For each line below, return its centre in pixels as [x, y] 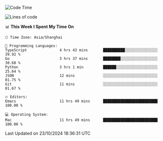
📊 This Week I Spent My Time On [39, 26]
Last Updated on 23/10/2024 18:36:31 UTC [48, 133]
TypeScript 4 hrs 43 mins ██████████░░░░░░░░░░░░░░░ [81, 50]
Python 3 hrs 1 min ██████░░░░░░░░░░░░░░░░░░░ [81, 67]
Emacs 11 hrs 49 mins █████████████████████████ [81, 101]
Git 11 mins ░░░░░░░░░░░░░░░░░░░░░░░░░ [81, 84]
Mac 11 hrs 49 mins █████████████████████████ [81, 120]
